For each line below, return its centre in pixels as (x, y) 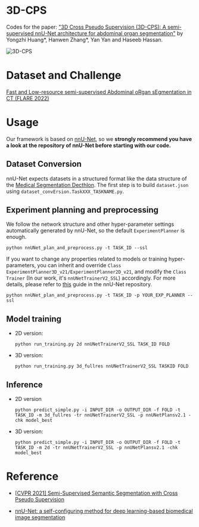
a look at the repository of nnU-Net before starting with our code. (88, 145)
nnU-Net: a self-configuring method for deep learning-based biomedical (104, 511)
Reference (32, 477)
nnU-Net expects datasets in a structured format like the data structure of (97, 178)
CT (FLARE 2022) (28, 98)
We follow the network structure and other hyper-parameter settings (90, 224)
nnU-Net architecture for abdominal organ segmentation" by (109, 33)
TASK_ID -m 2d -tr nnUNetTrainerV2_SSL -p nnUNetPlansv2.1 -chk (96, 448)
